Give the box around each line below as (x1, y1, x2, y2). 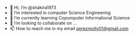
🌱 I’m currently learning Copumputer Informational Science (9, 15, 130, 20)
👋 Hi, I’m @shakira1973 (9, 5, 57, 10)
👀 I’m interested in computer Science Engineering (9, 10, 111, 16)
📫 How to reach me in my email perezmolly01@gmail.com (9, 26, 129, 31)
